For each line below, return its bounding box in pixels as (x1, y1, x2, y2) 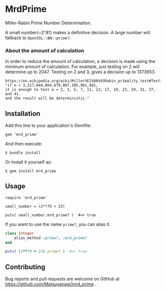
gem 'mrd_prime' (5, 132, 39, 137)
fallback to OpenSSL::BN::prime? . (5, 35, 71, 41)
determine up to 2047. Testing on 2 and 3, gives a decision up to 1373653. (5, 69, 156, 75)
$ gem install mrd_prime (5, 169, 56, 174)
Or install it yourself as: (5, 159, 52, 165)
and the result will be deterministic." (5, 96, 90, 101)
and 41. (5, 92, 21, 97)
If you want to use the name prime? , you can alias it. (5, 221, 111, 227)
